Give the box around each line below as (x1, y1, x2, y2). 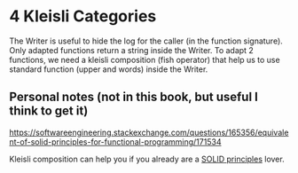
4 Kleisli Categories (9, 6, 157, 27)
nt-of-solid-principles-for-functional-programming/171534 (9, 136, 222, 147)
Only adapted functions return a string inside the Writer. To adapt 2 (9, 44, 255, 55)
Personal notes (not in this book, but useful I (9, 90, 259, 105)
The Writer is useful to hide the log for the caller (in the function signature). (9, 35, 284, 46)
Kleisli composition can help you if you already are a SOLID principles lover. (9, 153, 286, 164)
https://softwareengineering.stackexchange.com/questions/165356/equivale (9, 127, 289, 138)
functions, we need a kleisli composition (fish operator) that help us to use (9, 54, 281, 65)
